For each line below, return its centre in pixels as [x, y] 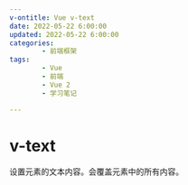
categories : [32, 43]
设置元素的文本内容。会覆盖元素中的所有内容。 [96, 171]
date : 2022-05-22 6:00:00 [58, 26]
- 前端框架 [60, 51]
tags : [19, 60]
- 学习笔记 [60, 93]
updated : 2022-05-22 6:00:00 [64, 34]
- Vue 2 [56, 85]
